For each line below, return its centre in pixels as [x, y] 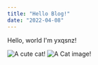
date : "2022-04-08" [36, 20]
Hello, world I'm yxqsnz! [42, 40]
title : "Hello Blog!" [39, 14]
